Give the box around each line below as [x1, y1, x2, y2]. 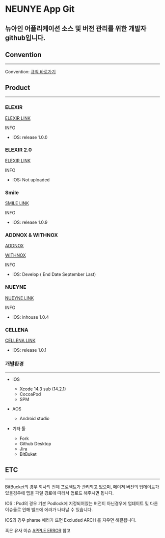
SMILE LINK [5, 201, 29, 206]
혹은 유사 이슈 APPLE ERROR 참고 [5, 528, 71, 534]
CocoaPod [19, 391, 41, 397]
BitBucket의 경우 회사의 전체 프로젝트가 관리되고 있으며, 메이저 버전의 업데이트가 [5, 484, 160, 490]
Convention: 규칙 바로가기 [5, 69, 56, 75]
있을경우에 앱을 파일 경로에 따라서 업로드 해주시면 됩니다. [5, 490, 114, 496]
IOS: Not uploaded [12, 176, 50, 183]
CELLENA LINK [5, 337, 36, 343]
